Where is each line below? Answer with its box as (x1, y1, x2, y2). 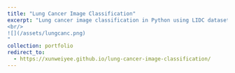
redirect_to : (7, 49, 45, 56)
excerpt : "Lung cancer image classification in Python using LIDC (7, 17, 205, 24)
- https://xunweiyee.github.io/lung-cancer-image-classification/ (13, 56, 211, 63)
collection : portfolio (7, 42, 73, 49)
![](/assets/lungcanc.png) (7, 29, 86, 37)
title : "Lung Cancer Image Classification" (7, 10, 136, 17)
